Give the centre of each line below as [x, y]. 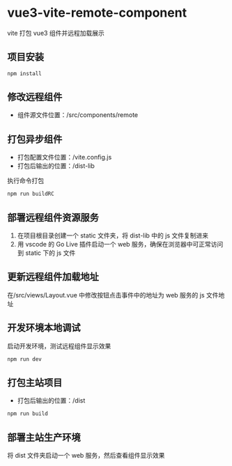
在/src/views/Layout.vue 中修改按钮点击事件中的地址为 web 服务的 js [106, 295]
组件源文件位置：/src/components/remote [77, 115]
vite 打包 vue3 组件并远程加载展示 [56, 33]
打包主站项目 [35, 382]
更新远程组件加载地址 [53, 277]
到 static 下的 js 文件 [46, 253]
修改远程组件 [35, 97]
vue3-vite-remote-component [97, 13]
